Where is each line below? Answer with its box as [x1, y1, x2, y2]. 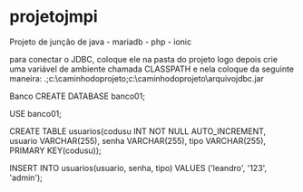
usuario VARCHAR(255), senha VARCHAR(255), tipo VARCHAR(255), [9, 135, 266, 146]
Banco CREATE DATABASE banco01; [9, 91, 145, 101]
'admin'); [9, 172, 44, 183]
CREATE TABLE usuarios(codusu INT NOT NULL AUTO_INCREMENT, [9, 125, 267, 137]
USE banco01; [9, 108, 62, 119]
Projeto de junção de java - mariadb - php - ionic [9, 36, 192, 47]
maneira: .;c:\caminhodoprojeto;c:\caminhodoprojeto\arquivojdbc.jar [9, 72, 265, 83]
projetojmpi [9, 6, 98, 27]
